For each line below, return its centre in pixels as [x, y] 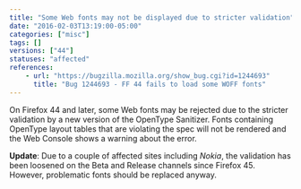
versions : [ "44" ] [42, 51]
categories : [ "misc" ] [50, 34]
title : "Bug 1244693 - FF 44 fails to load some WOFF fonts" [150, 84]
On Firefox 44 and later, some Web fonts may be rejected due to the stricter [149, 109]
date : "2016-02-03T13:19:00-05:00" [76, 26]
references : [31, 68]
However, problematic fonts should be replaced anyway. [113, 175]
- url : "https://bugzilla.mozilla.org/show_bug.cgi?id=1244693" [148, 76]
